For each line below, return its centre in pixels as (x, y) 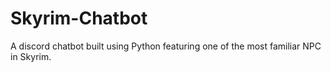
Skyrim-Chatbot (79, 18)
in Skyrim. (31, 56)
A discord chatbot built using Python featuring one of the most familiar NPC (166, 46)
